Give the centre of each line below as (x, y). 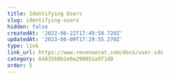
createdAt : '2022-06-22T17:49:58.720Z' (65, 33)
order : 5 (20, 65)
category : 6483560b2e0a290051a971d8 (60, 59)
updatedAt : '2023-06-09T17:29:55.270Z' (65, 40)
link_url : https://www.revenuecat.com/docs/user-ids (85, 53)
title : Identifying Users (45, 14)
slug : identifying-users (43, 20)
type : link (23, 46)
